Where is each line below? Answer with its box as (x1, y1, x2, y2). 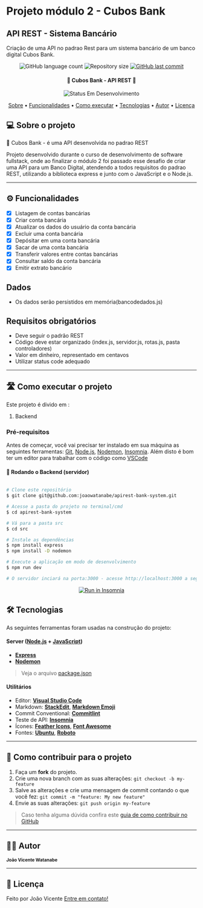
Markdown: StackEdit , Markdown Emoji (14, 703, 116, 710)
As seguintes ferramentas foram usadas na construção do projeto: (6, 624, 172, 631)
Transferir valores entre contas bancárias (14, 250, 118, 258)
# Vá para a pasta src (6, 520, 63, 526)
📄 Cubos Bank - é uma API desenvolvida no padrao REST (6, 139, 149, 147)
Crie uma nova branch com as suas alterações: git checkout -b (14, 775, 175, 782)
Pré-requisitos (6, 427, 50, 436)
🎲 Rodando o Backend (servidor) (6, 468, 89, 475)
